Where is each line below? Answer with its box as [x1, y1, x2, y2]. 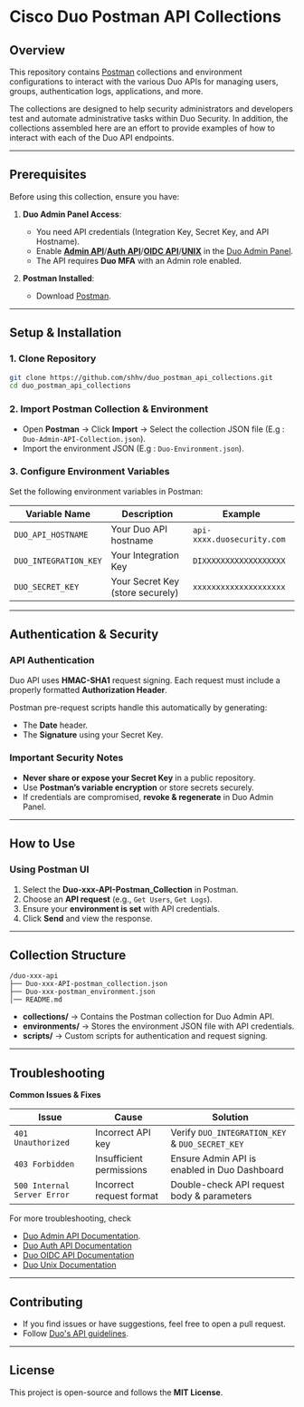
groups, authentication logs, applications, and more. [9, 86, 204, 96]
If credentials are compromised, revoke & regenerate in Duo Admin [22, 791, 274, 802]
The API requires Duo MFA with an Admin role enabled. [35, 255, 242, 266]
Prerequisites [9, 167, 87, 182]
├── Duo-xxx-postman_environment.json [9, 987, 156, 997]
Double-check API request [170, 1178, 285, 1191]
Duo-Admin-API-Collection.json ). [22, 433, 147, 444]
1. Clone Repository [9, 352, 97, 365]
